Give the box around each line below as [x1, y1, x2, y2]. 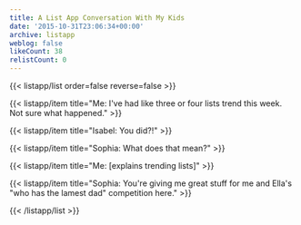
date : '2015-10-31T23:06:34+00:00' [9, 22, 145, 31]
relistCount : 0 [9, 55, 67, 64]
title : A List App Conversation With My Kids [9, 13, 185, 23]
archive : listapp [9, 30, 75, 39]
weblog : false [9, 38, 64, 48]
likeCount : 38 [9, 47, 64, 56]
